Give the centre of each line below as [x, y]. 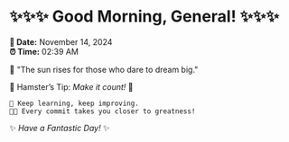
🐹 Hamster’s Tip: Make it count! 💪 [71, 86]
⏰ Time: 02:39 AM [44, 51]
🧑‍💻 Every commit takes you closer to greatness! [103, 111]
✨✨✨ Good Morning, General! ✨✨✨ [144, 17]
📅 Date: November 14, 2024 [61, 41]
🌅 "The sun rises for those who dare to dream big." [104, 69]
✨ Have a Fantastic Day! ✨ [60, 128]
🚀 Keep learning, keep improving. [75, 103]
